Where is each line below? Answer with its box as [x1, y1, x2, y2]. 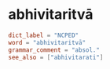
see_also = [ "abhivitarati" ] [8, 53, 104, 61]
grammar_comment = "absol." [8, 45, 101, 54]
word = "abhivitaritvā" [8, 38, 86, 46]
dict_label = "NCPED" [8, 31, 79, 39]
